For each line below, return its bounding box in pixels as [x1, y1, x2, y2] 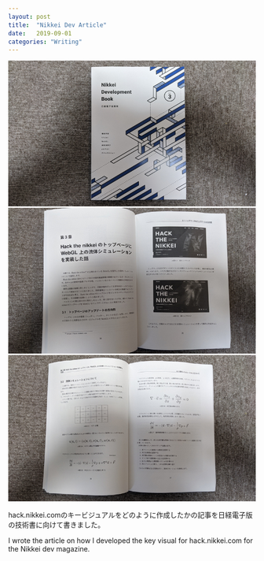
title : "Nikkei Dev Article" [8, 20, 108, 29]
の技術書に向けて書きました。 [8, 520, 104, 529]
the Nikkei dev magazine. [8, 544, 90, 553]
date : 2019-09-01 [8, 29, 72, 37]
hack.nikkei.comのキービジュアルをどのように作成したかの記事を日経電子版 [8, 510, 253, 519]
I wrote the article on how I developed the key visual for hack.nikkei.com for [8, 536, 253, 545]
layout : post [8, 13, 51, 20]
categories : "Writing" [8, 38, 82, 46]
